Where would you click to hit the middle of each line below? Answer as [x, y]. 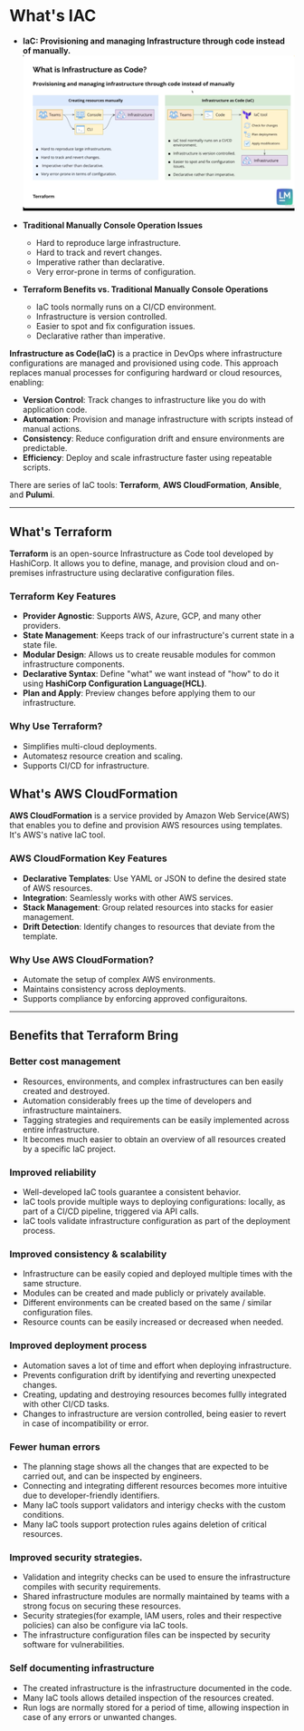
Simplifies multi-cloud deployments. [90, 746]
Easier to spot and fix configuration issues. [116, 327]
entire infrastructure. [61, 1130]
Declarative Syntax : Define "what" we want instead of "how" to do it [151, 674]
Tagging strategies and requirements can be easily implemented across [156, 1120]
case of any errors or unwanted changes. [100, 1716]
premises [27, 573]
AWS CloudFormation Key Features [88, 858]
